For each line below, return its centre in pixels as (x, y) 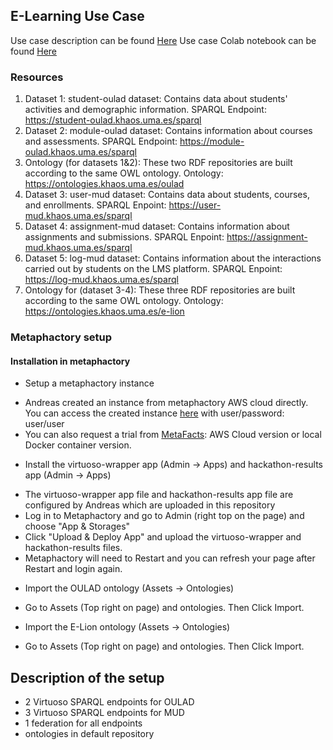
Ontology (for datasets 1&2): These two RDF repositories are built (158, 163)
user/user (44, 424)
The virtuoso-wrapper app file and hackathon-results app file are (159, 495)
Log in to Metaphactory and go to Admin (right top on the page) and (164, 516)
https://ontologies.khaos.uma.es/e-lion (104, 311)
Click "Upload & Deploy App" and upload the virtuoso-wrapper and (163, 537)
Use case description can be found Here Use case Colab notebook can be (163, 40)
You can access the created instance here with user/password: (154, 413)
